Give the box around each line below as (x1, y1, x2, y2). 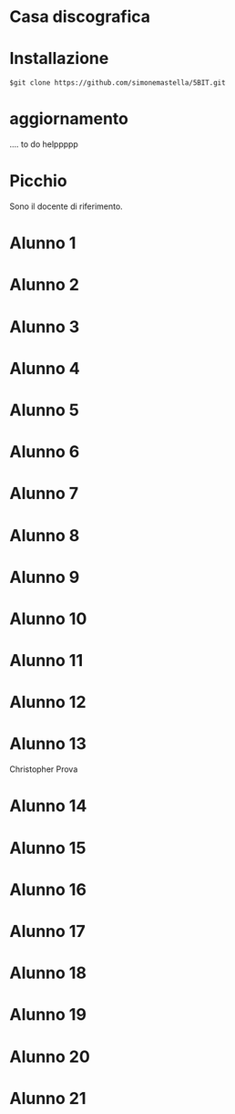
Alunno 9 (9, 567, 80, 588)
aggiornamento (9, 109, 129, 130)
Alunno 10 (9, 609, 87, 629)
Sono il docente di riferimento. (9, 201, 123, 212)
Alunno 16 (9, 879, 87, 900)
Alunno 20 (9, 1046, 91, 1067)
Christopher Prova (9, 764, 78, 775)
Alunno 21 (9, 1088, 87, 1109)
